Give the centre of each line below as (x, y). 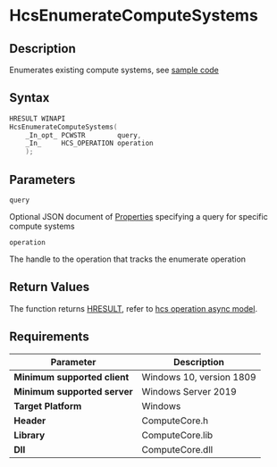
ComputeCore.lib (177, 435)
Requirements (49, 337)
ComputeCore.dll (177, 449)
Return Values (50, 287)
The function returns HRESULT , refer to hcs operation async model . (133, 308)
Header (30, 421)
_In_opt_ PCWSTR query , (84, 135)
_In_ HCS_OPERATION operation (89, 144)
